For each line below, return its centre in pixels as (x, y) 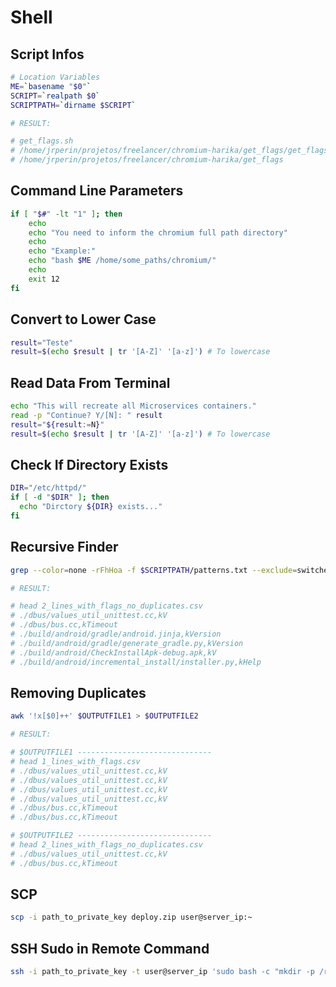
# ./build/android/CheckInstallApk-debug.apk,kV (113, 652)
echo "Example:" (62, 251)
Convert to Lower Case (83, 319)
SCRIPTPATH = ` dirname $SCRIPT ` (73, 105)
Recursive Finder (64, 547)
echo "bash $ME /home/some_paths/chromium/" (122, 261)
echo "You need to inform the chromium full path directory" (158, 232)
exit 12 (44, 279)
